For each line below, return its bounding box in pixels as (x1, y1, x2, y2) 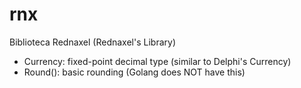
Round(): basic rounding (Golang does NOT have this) (23, 66, 246, 78)
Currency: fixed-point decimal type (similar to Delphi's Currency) (23, 55, 292, 67)
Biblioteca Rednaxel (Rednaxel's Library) (9, 36, 176, 48)
